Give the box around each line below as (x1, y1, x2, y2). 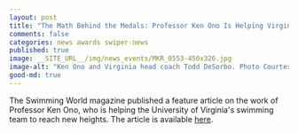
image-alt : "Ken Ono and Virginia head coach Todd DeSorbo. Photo (9, 63, 260, 72)
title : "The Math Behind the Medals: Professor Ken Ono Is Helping (9, 21, 264, 30)
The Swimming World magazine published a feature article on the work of (9, 95, 278, 106)
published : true (9, 46, 69, 55)
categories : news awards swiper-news (9, 37, 149, 47)
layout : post (9, 12, 58, 22)
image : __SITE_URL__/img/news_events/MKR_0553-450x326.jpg (9, 54, 232, 63)
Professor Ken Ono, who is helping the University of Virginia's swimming (9, 104, 274, 115)
